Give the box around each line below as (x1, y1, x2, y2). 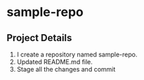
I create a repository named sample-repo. (16, 50, 138, 58)
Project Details (6, 32, 72, 44)
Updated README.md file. (16, 58, 93, 66)
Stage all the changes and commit (16, 65, 116, 73)
